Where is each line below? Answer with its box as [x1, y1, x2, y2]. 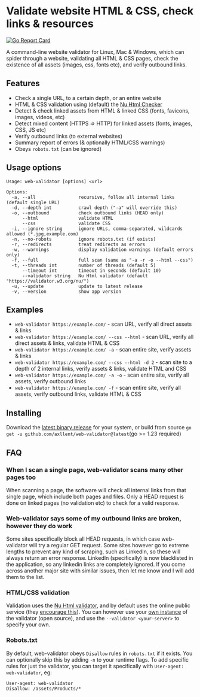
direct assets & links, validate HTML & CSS [14, 340, 120, 347]
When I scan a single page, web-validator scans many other [6, 465, 184, 474]
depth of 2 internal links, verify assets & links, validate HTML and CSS [14, 365, 187, 372]
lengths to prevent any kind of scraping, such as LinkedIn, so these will [6, 548, 181, 555]
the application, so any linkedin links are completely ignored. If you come [6, 561, 186, 568]
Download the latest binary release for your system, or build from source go [6, 424, 192, 431]
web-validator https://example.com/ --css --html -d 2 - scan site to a [14, 359, 192, 366]
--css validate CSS [21, 220, 111, 226]
